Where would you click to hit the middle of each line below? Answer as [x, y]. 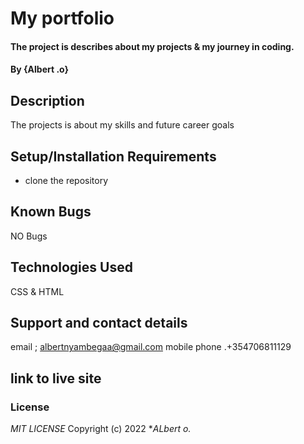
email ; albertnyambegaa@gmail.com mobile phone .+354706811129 [151, 347]
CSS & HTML [37, 291]
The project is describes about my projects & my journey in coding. [152, 46]
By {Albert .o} [40, 69]
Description [47, 100]
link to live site [56, 378]
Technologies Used [71, 267]
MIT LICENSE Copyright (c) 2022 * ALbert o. [101, 429]
